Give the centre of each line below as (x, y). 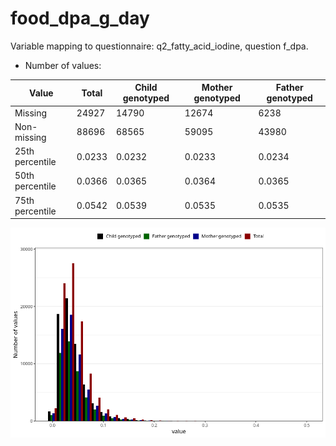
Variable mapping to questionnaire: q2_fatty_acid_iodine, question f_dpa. (159, 46)
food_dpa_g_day (80, 18)
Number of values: (63, 65)
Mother (217, 88)
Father (289, 88)
